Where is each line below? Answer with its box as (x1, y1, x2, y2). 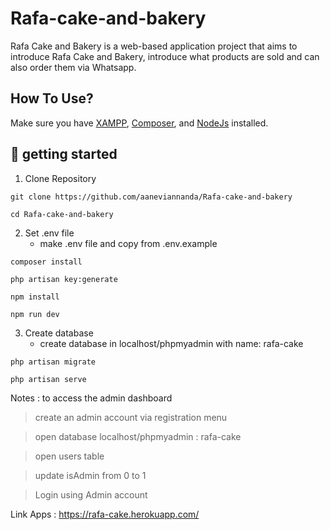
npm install (10, 292, 60, 302)
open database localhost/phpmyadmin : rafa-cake (34, 430, 242, 442)
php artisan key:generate (10, 274, 118, 284)
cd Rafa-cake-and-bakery (10, 209, 114, 219)
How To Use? (10, 90, 94, 107)
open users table (34, 450, 105, 462)
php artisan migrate (10, 357, 97, 367)
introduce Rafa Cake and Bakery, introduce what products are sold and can (10, 50, 320, 62)
